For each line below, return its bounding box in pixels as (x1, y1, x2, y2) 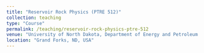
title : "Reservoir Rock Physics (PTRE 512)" (6, 9, 122, 15)
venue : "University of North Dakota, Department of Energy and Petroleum (6, 32, 199, 38)
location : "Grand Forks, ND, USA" (6, 37, 95, 43)
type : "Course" (6, 20, 45, 26)
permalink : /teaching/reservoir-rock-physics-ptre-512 (6, 26, 149, 32)
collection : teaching (6, 15, 62, 21)
